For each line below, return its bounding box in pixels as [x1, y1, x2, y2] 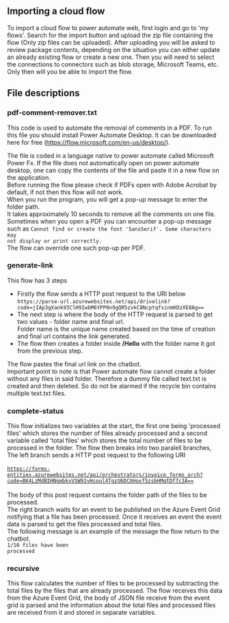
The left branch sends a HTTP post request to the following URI [7, 451, 186, 459]
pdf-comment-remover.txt [7, 108, 98, 117]
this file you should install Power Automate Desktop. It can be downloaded [7, 130, 217, 139]
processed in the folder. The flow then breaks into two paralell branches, [7, 444, 212, 452]
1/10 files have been [7, 542, 69, 549]
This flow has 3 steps [7, 276, 68, 284]
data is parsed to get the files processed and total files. [7, 520, 163, 528]
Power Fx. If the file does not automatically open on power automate [7, 158, 200, 167]
